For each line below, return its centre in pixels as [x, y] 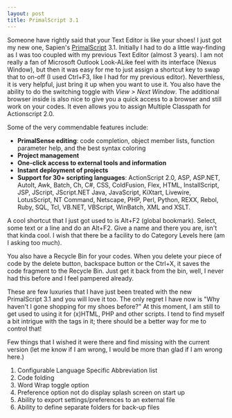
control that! [25, 328]
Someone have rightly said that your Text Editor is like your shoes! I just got [115, 40]
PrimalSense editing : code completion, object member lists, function [116, 140]
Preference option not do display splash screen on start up [101, 392]
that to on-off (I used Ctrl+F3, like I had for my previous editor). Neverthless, [116, 76]
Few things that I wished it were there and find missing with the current [108, 342]
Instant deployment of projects [63, 170]
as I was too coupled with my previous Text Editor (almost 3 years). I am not [115, 55]
